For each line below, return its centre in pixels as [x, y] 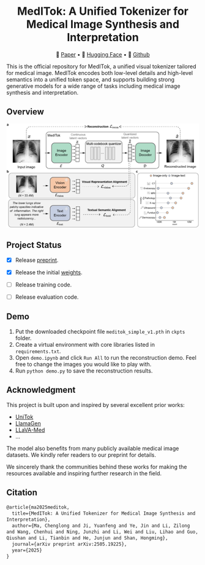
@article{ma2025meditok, [38, 508]
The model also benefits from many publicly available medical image [93, 448]
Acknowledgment [41, 390]
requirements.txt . [38, 351]
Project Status [34, 245]
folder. [23, 338]
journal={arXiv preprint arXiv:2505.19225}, [69, 544]
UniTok [24, 417]
